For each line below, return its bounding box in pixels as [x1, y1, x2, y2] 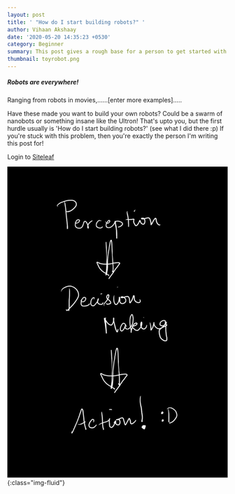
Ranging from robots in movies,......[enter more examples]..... [7, 95, 183, 104]
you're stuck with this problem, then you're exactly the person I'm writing [7, 132, 218, 140]
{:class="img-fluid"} [7, 478, 65, 486]
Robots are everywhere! [7, 78, 79, 87]
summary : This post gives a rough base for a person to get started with [7, 48, 227, 55]
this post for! [7, 139, 44, 147]
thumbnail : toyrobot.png [7, 56, 80, 63]
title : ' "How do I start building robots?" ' [7, 18, 145, 26]
